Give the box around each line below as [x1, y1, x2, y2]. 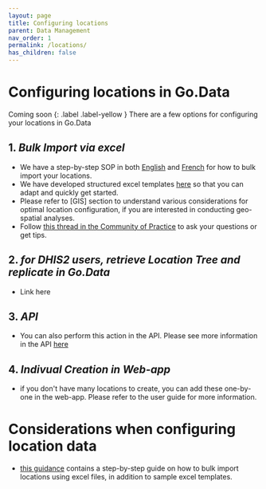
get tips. [19, 230, 48, 239]
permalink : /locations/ [8, 41, 88, 49]
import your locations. [19, 171, 92, 180]
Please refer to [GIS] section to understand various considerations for [19, 196, 248, 206]
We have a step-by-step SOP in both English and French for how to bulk [19, 162, 256, 172]
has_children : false [8, 49, 77, 57]
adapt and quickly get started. [19, 187, 119, 197]
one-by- [224, 384, 252, 393]
